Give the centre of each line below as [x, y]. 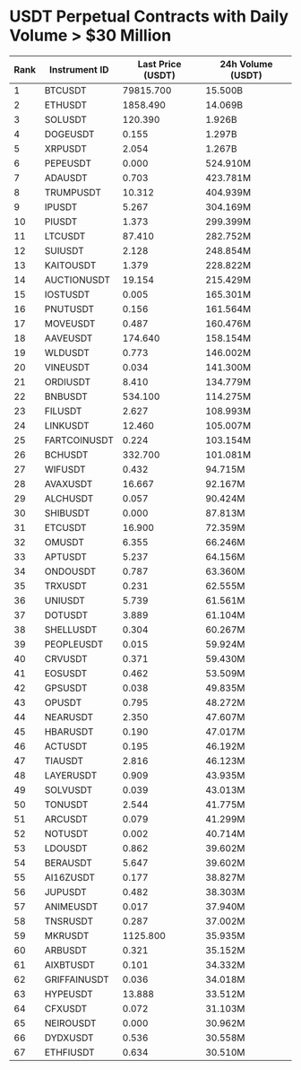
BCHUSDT [66, 455]
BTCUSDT [65, 90]
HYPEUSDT [69, 994]
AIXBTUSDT [70, 964]
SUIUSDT [64, 250]
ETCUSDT [65, 527]
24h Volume [246, 64]
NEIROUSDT [70, 1022]
